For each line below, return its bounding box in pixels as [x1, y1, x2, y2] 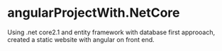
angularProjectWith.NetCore [7, 5, 180, 21]
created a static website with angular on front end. [7, 35, 155, 43]
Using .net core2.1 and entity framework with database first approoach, [7, 28, 216, 36]
